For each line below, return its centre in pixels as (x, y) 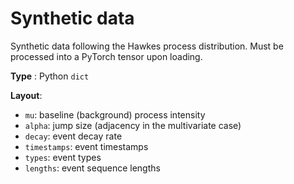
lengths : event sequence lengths (92, 168)
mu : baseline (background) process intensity (115, 114)
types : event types (63, 157)
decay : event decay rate (73, 136)
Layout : (26, 95)
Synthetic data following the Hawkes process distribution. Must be (147, 46)
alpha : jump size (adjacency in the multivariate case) (133, 125)
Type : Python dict (50, 76)
